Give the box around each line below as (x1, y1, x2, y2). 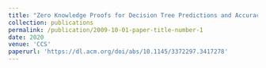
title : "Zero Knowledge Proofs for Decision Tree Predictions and (8, 11, 232, 20)
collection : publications (8, 19, 93, 27)
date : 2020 (8, 33, 44, 41)
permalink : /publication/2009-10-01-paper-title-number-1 (8, 26, 203, 34)
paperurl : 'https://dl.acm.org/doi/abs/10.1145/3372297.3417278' (8, 48, 228, 55)
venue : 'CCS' (8, 41, 51, 48)
